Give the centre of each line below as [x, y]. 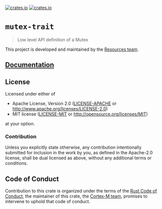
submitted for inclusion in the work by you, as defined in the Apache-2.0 [79, 153]
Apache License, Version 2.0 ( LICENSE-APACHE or [64, 104]
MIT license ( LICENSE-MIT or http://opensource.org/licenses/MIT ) [80, 114]
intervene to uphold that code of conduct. [48, 202]
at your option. [20, 124]
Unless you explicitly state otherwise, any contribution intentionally [73, 147]
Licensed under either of [30, 94]
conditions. [17, 163]
